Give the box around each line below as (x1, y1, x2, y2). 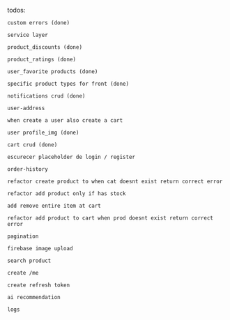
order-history (7, 166, 49, 173)
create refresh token (7, 282, 70, 289)
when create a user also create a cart (7, 117, 123, 124)
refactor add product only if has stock (7, 190, 127, 197)
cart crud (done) (7, 142, 58, 148)
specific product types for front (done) (7, 80, 130, 87)
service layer (7, 31, 49, 38)
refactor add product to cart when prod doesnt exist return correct (7, 215, 214, 222)
